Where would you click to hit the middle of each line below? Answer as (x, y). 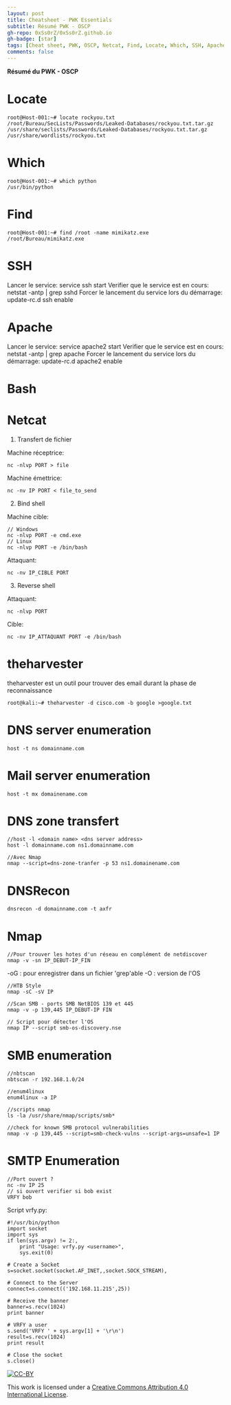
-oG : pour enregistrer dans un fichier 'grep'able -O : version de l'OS (104, 973)
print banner (26, 1313)
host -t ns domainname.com (46, 748)
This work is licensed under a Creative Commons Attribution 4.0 (98, 1387)
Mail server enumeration (79, 775)
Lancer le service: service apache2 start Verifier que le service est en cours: (115, 346)
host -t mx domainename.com (47, 794)
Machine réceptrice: (36, 453)
